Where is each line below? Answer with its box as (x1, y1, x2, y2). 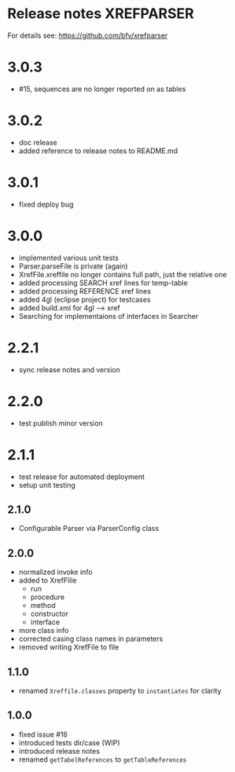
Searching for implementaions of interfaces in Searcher (18, 311, 199, 320)
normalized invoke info (18, 567, 93, 577)
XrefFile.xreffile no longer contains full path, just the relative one (18, 269, 227, 279)
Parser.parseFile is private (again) (18, 261, 128, 271)
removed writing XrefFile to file (18, 642, 119, 652)
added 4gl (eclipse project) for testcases (18, 295, 151, 304)
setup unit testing (18, 480, 75, 489)
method (30, 601, 56, 610)
